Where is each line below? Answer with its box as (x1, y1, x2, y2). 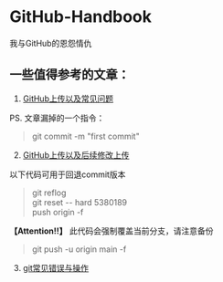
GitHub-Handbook (9, 6, 153, 27)
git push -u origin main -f (31, 244, 127, 255)
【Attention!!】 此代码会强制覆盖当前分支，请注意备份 (9, 225, 214, 236)
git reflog (31, 187, 67, 198)
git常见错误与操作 (22, 262, 90, 273)
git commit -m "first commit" (31, 131, 140, 141)
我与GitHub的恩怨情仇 (9, 37, 92, 48)
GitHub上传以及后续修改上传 (22, 149, 130, 161)
